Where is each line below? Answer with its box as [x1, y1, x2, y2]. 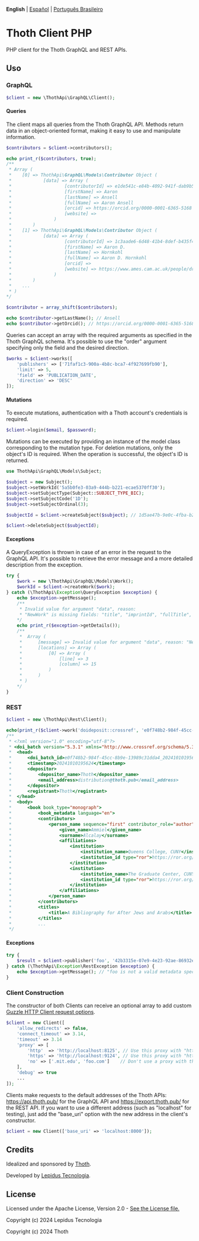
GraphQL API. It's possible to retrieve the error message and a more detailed [6, 555, 193, 562]
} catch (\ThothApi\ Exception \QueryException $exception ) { [6, 589, 158, 596]
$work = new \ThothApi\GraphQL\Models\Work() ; [17, 579, 134, 585]
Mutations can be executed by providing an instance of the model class [6, 438, 181, 445]
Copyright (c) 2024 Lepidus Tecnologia [6, 1217, 102, 1224]
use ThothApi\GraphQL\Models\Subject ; [6, 469, 102, 475]
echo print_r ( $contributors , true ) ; [6, 155, 97, 162]
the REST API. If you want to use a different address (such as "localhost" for [6, 1104, 191, 1111]
